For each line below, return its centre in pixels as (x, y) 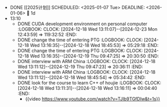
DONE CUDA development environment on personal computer (82, 24)
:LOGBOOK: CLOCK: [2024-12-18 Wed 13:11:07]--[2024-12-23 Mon (88, 29)
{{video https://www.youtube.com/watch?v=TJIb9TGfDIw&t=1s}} (93, 99)
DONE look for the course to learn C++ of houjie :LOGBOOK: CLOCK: (89, 83)
